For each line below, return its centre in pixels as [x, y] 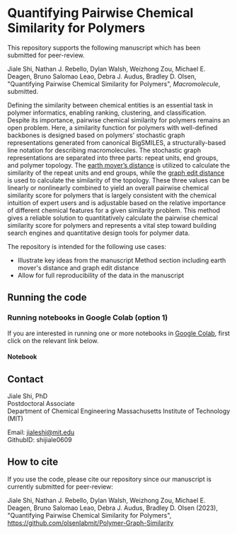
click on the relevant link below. [53, 340]
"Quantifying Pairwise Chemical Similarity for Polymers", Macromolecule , [114, 83]
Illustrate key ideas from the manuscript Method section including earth [122, 260]
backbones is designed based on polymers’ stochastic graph [96, 135]
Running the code [47, 297]
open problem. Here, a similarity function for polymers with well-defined [112, 127]
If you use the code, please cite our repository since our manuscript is [110, 479]
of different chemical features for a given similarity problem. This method [114, 210]
